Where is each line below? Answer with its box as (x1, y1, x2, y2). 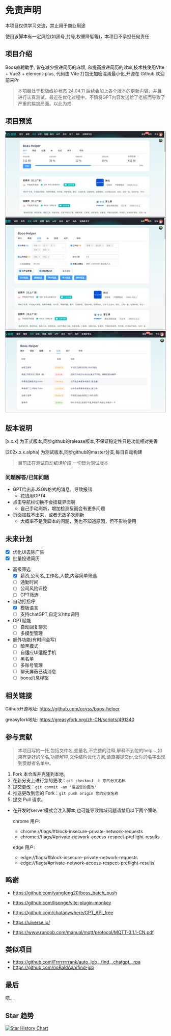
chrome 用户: (12, 818, 41, 824)
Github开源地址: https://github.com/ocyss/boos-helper (5, 705, 120, 711)
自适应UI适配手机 (20, 649, 56, 655)
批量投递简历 (12, 555, 40, 562)
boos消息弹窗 (20, 675, 49, 681)
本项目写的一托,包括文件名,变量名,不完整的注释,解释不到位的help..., (17, 747, 158, 753)
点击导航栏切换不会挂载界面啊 (12, 499, 75, 505)
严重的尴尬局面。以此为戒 (17, 100, 72, 107)
